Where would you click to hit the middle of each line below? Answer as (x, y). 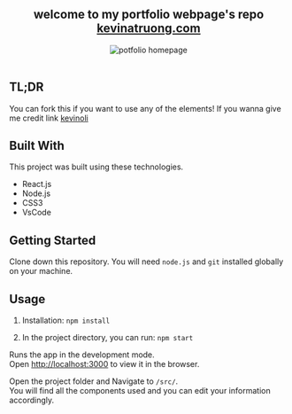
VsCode (36, 213)
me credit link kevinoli (49, 118)
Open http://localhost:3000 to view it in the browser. (104, 364)
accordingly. (32, 400)
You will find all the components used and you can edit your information (140, 391)
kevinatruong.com (149, 29)
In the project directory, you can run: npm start (108, 338)
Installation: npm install (66, 320)
